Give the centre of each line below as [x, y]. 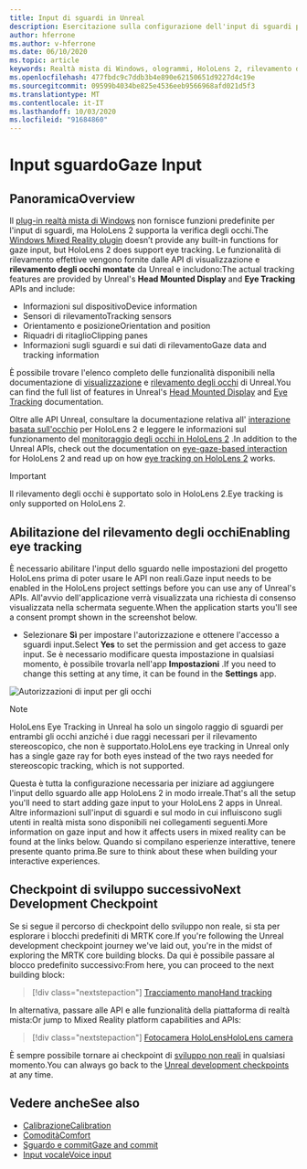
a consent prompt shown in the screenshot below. [104, 617]
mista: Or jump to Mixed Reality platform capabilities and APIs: [126, 1019]
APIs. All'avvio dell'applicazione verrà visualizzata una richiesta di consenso [153, 597]
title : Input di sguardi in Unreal [77, 18]
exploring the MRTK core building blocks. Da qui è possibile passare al [143, 955]
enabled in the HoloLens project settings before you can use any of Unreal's [153, 588]
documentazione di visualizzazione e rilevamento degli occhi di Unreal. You [150, 383]
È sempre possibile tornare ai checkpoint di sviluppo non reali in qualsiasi [148, 1055]
